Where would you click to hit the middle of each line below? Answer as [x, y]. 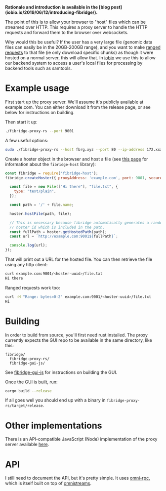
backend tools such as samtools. [39, 68]
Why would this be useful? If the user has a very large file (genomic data [79, 42]
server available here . [27, 445]
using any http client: [26, 265]
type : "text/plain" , [35, 191]
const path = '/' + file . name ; [42, 205]
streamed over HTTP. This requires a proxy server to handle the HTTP [76, 27]
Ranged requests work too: [33, 287]
